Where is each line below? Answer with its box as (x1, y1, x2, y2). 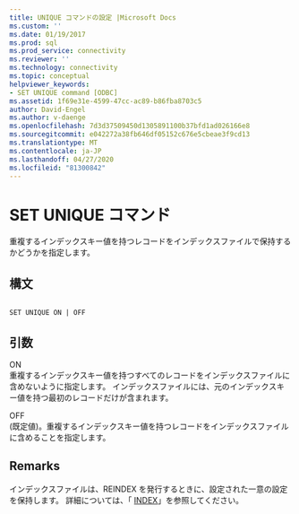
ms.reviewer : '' (9, 55, 70, 64)
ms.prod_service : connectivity (9, 47, 126, 56)
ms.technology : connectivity (9, 64, 118, 73)
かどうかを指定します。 (9, 248, 96, 258)
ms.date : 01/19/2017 (9, 30, 87, 39)
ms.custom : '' (9, 22, 63, 30)
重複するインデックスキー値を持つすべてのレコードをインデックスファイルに (9, 370, 291, 380)
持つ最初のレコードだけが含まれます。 (32, 392, 174, 403)
